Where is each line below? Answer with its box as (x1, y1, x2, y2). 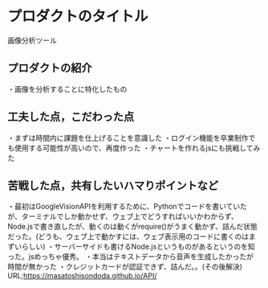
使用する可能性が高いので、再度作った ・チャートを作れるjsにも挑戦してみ (14, 142, 261, 153)
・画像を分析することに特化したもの (7, 84, 128, 93)
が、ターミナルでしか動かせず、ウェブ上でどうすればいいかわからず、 (7, 212, 238, 221)
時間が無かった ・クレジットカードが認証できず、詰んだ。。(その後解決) (7, 262, 242, 272)
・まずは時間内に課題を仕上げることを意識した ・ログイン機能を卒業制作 (7, 133, 249, 142)
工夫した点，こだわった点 (7, 110, 134, 124)
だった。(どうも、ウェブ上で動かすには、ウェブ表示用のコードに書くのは (7, 232, 250, 241)
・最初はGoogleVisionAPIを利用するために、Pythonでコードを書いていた (7, 202, 248, 212)
